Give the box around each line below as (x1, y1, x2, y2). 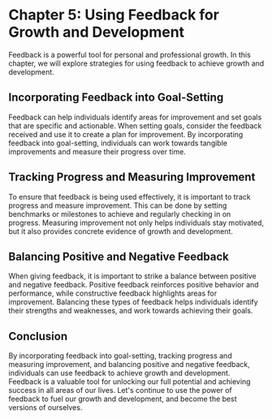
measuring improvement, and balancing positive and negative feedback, (8, 360, 250, 369)
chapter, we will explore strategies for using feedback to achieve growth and (8, 58, 265, 68)
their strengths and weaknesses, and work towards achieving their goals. (8, 306, 253, 316)
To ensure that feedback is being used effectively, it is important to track (8, 192, 251, 201)
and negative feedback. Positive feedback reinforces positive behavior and (8, 280, 259, 290)
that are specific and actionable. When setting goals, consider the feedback (8, 120, 262, 131)
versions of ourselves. (8, 403, 83, 413)
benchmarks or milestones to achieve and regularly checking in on (8, 209, 231, 218)
